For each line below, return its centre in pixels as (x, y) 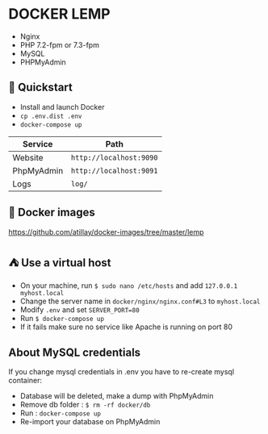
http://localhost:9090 (115, 157)
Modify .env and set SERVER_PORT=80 (80, 310)
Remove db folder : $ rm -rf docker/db (85, 405)
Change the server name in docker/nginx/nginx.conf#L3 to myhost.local (140, 301)
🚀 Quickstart (40, 88)
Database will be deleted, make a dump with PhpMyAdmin (117, 396)
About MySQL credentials (75, 352)
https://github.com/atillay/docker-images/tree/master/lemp (106, 232)
